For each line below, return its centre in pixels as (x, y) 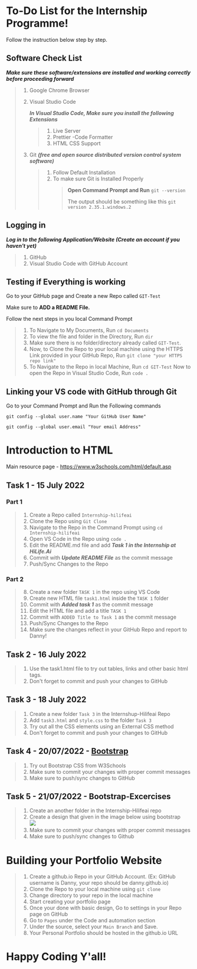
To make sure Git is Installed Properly (98, 179)
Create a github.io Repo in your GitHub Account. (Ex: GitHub (102, 876)
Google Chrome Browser (59, 90)
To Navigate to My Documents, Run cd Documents (89, 330)
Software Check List (44, 58)
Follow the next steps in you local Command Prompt (69, 319)
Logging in (26, 225)
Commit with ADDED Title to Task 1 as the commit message (103, 617)
